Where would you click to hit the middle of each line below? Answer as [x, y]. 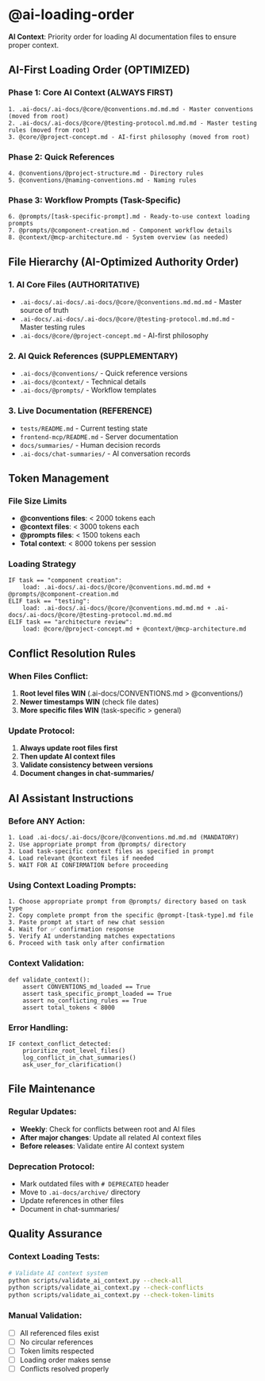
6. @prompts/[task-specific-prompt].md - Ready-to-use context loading [129, 217]
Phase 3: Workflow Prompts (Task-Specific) [94, 200]
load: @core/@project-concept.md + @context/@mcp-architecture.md [134, 629]
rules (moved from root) [49, 130]
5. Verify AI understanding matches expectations [92, 936]
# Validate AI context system [58, 1273]
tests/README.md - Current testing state [84, 428]
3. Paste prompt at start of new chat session [86, 923]
